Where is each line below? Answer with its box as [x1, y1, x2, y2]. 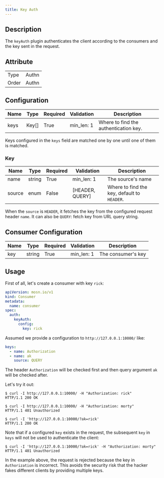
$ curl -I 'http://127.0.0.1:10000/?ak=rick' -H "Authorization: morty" [5, 444, 156, 449]
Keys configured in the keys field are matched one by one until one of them [5, 137, 156, 143]
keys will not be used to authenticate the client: [5, 435, 99, 441]
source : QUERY [14, 358, 42, 363]
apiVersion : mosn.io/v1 [5, 290, 54, 295]
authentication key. [98, 125, 143, 132]
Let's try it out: [5, 382, 35, 387]
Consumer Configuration [5, 228, 83, 236]
